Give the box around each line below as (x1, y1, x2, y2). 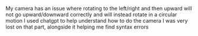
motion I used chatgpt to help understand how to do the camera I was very (5, 17, 188, 24)
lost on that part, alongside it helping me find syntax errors (5, 23, 149, 30)
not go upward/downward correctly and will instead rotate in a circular (5, 11, 177, 18)
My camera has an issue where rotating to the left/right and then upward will (5, 5, 192, 12)
